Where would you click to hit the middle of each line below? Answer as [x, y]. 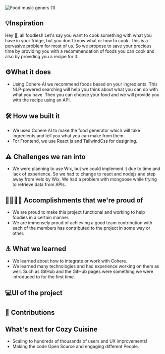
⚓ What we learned [36, 249]
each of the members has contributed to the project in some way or [81, 228]
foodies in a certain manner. [41, 218]
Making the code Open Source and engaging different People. [76, 347]
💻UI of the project [34, 293]
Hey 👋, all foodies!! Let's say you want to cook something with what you [79, 35]
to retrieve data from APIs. [39, 184]
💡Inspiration [25, 23]
